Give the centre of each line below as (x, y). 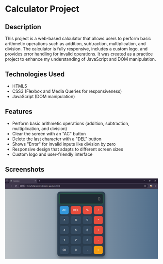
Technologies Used (35, 74)
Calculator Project (42, 9)
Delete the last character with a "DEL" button (57, 139)
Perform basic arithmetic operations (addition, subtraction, (71, 123)
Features (19, 112)
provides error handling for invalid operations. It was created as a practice (79, 54)
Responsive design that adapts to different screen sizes (68, 149)
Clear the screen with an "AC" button (49, 133)
